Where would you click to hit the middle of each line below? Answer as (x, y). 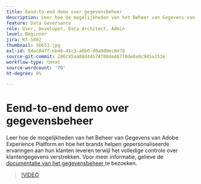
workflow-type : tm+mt (33, 62)
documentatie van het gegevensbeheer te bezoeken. (72, 164)
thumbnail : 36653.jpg (33, 46)
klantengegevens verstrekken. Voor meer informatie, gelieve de (85, 157)
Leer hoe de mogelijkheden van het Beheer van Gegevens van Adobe (92, 138)
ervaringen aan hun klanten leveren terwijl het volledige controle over (92, 150)
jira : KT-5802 (24, 40)
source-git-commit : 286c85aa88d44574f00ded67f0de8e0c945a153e (86, 57)
